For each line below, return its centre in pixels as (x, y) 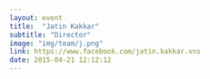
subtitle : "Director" (50, 35)
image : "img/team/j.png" (56, 43)
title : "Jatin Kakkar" (55, 26)
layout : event (36, 18)
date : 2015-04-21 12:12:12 (60, 60)
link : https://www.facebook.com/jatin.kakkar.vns (105, 52)
